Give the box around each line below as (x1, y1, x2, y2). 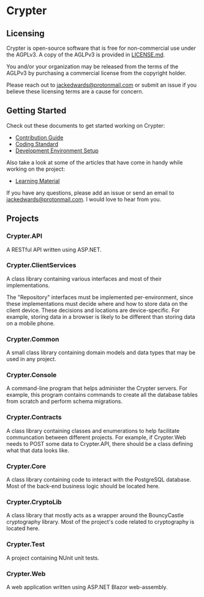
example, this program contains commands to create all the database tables (6, 391, 198, 399)
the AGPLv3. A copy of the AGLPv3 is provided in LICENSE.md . (6, 51, 165, 58)
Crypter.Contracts (6, 413, 62, 421)
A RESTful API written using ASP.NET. (6, 246, 102, 253)
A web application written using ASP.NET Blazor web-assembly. (6, 583, 168, 590)
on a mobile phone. (6, 319, 55, 327)
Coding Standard (15, 140, 58, 147)
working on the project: (6, 165, 66, 173)
